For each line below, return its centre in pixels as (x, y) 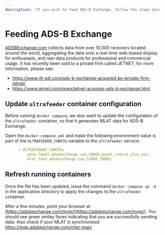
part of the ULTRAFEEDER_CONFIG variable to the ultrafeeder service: (73, 141)
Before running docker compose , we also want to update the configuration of (82, 116)
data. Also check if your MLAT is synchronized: (53, 222)
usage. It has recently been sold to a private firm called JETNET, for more (79, 63)
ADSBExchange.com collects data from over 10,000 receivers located (75, 48)
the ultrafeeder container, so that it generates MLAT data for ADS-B (74, 121)
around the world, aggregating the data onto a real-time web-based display (82, 53)
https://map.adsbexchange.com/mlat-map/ (49, 227)
